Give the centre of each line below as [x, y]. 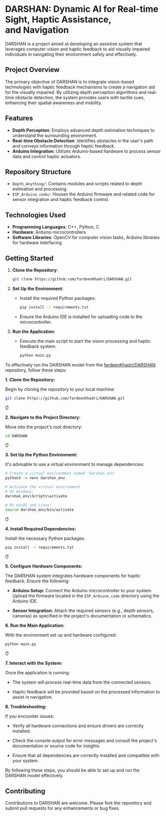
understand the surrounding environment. [55, 135]
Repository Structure [38, 172]
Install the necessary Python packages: [45, 538]
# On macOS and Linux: [28, 505]
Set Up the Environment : [38, 288]
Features [19, 118]
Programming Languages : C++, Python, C [56, 227]
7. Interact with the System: [34, 663]
